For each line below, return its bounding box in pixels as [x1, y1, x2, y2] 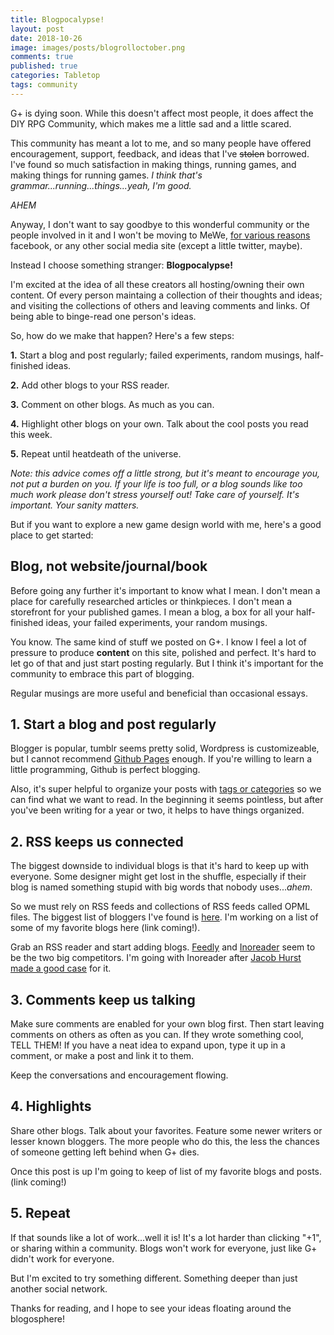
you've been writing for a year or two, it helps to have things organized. [10, 804, 305, 816]
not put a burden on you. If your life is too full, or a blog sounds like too [10, 477, 303, 490]
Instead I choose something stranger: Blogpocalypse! [10, 259, 233, 271]
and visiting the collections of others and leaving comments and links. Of [10, 299, 311, 311]
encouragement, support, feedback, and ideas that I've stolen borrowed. [10, 147, 310, 160]
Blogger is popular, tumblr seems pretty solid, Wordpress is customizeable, [10, 742, 320, 755]
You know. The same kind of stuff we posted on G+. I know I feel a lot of [10, 636, 307, 648]
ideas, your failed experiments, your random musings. [45, 616, 268, 628]
